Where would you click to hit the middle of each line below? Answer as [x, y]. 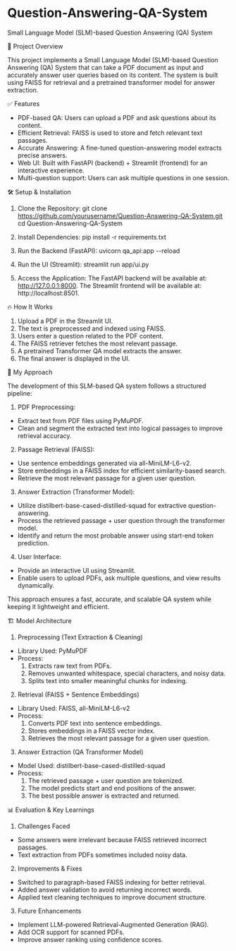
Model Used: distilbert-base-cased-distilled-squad [91, 765]
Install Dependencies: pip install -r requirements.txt [92, 237]
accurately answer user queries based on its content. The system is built [113, 75]
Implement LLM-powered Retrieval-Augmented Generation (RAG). [113, 924]
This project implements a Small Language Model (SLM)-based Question [113, 60]
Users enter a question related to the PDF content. [91, 336]
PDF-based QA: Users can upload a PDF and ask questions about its [117, 117]
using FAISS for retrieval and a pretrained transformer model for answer [111, 82]
